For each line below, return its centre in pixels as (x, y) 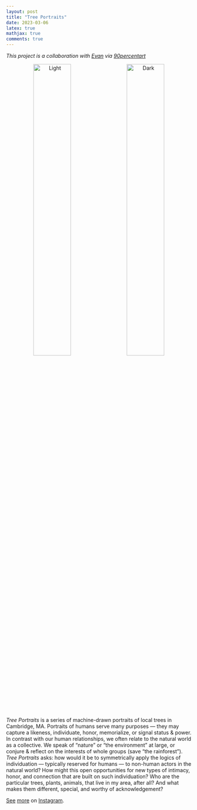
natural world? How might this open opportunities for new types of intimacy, (98, 770)
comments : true (25, 39)
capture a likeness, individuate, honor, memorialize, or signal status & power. (99, 732)
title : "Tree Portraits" (36, 17)
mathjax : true (24, 34)
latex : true (21, 28)
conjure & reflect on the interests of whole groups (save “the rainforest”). (94, 751)
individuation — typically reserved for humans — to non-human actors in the (99, 764)
